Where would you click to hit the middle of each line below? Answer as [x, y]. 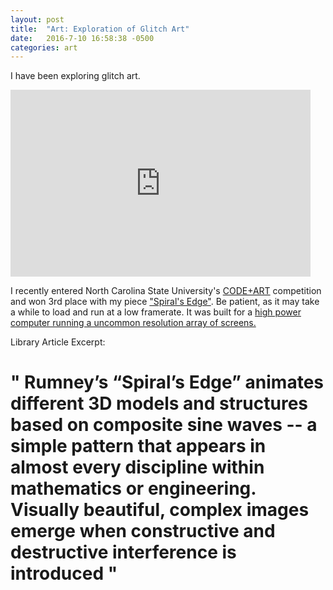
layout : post [37, 19]
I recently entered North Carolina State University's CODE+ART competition [166, 291]
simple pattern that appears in [138, 446]
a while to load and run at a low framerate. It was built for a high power [156, 312]
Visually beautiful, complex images [160, 510]
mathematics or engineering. [133, 488]
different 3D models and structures [159, 403]
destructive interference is [123, 552]
